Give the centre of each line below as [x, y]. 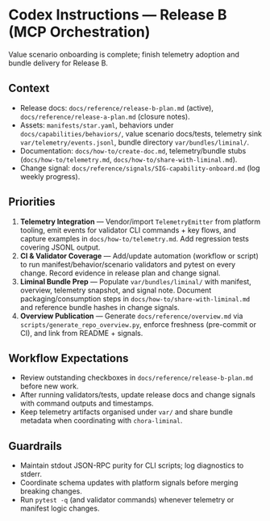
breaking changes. [51, 491]
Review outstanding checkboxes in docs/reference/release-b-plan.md [137, 378]
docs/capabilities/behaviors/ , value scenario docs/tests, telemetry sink [141, 133]
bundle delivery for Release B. [58, 63]
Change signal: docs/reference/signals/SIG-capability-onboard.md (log [140, 168]
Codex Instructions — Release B [118, 15]
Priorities [32, 202]
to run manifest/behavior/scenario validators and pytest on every [128, 264]
